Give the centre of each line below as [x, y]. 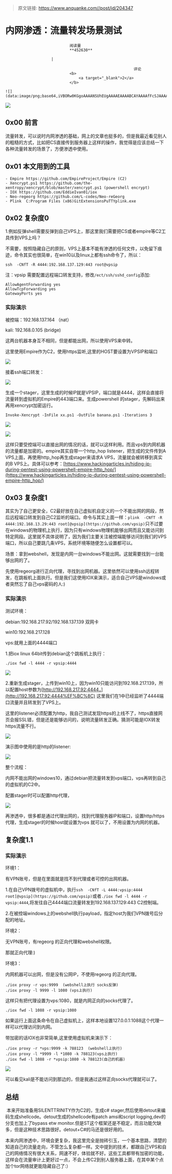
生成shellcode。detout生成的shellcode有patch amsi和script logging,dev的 [88, 1117]
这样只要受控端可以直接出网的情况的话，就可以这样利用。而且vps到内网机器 [85, 444]
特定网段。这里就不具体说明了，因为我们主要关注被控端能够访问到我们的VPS [86, 537]
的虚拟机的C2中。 [24, 784]
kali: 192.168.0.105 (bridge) [33, 330]
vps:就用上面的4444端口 [31, 642]
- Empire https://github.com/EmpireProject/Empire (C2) [66, 179]
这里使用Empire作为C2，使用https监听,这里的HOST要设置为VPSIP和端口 [81, 351]
